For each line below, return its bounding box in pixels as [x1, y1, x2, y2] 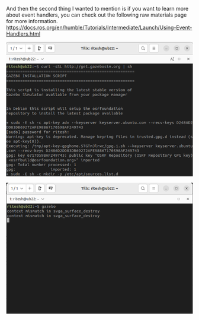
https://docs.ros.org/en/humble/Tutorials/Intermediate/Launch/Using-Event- [6, 24, 192, 31]
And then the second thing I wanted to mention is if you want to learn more [6, 5, 189, 12]
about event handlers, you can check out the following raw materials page [6, 11, 187, 18]
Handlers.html [6, 30, 40, 37]
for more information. [6, 18, 58, 24]
